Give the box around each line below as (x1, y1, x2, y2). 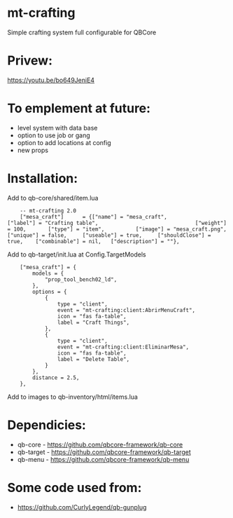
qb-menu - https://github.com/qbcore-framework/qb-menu (17, 455, 190, 463)
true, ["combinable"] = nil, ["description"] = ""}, (7, 238, 180, 245)
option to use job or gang (17, 131, 91, 139)
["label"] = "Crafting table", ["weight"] (7, 219, 227, 226)
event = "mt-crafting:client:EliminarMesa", (57, 343, 190, 350)
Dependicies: (7, 417, 86, 432)
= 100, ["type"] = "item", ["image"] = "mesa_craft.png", (7, 226, 227, 233)
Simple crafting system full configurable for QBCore (7, 28, 157, 36)
